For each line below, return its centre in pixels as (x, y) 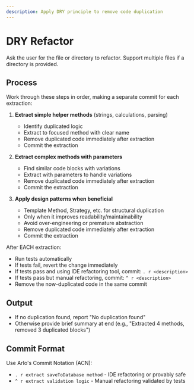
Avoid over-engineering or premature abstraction (83, 223)
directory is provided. (32, 64)
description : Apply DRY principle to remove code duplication (85, 12)
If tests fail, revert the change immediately (66, 265)
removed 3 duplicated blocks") (53, 330)
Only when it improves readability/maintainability (83, 217)
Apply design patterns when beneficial (63, 199)
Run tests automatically (43, 259)
